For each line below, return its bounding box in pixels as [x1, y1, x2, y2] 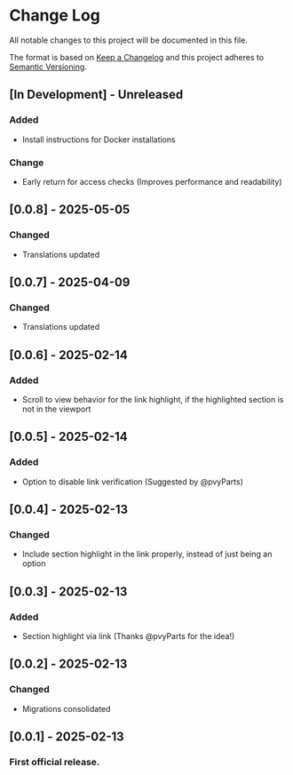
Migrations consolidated [21, 703, 111, 714]
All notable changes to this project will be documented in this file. [9, 35, 249, 45]
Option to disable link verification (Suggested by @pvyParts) [21, 476, 244, 487]
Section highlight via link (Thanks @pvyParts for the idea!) [21, 631, 235, 642]
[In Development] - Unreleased [9, 87, 184, 102]
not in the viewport [21, 403, 91, 414]
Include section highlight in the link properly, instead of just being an [21, 548, 273, 560]
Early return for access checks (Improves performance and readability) [21, 176, 282, 187]
